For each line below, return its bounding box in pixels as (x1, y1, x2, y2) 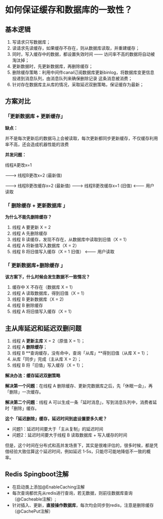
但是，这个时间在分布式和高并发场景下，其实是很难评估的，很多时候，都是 (5, 443, 154, 449)
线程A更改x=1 (5, 162, 32, 168)
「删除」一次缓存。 (5, 389, 44, 395)
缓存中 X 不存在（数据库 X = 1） (12, 284, 76, 290)
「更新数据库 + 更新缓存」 (5, 113, 65, 120)
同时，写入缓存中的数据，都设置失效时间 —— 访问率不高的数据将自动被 (12, 52, 155, 57)
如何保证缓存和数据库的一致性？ (5, 4, 133, 16)
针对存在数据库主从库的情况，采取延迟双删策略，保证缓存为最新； (12, 82, 144, 87)
